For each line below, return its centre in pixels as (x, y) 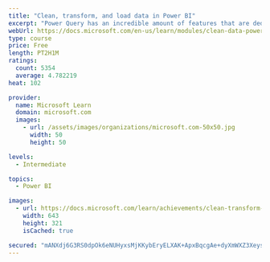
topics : (21, 179)
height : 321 (43, 223)
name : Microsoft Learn (53, 105)
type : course (30, 38)
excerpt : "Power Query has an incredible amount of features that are (129, 23)
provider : (25, 97)
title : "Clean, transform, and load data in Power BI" (102, 16)
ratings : (23, 61)
